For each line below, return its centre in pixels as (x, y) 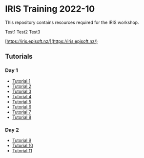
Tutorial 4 (22, 96)
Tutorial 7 (21, 112)
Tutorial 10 (22, 145)
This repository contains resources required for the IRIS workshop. (72, 22)
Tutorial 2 (22, 86)
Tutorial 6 (22, 107)
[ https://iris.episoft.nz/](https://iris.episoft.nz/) (51, 41)
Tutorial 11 (22, 150)
